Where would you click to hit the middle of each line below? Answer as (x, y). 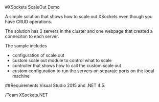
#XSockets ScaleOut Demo (32, 7)
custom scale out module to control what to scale (62, 60)
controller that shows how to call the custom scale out (67, 66)
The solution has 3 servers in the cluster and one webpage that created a (79, 31)
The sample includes (26, 46)
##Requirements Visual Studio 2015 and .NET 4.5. (55, 85)
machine (21, 76)
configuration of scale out (38, 55)
